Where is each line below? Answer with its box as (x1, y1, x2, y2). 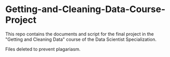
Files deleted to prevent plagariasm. (5, 46, 81, 52)
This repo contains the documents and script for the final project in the (5, 31, 154, 37)
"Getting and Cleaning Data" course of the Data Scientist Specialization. (5, 36, 157, 42)
